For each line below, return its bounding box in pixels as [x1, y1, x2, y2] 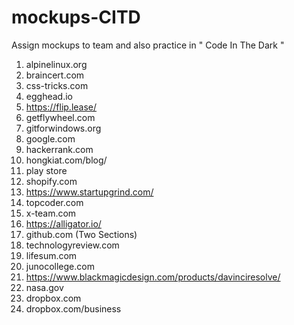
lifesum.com [25, 249, 78, 261]
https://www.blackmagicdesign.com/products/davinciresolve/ [25, 271, 281, 283]
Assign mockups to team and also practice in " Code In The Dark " [11, 39, 285, 51]
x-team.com [25, 207, 77, 219]
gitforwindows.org [25, 122, 102, 134]
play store [25, 164, 68, 176]
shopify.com [25, 175, 78, 187]
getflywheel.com [25, 111, 96, 123]
